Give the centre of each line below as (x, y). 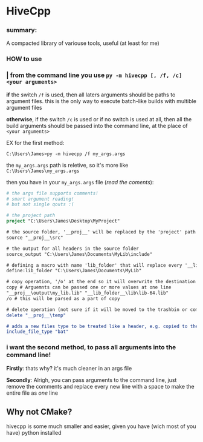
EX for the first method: (35, 142)
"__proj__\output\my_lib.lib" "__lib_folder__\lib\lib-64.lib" (88, 293)
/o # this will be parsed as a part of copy (63, 298)
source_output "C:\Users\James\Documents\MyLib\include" (79, 254)
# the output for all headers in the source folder (72, 249)
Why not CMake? (39, 412)
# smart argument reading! (40, 199)
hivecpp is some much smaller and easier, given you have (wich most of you (101, 426)
